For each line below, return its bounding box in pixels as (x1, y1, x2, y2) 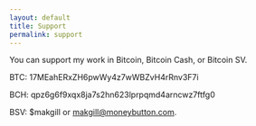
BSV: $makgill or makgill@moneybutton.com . (9, 107, 177, 118)
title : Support (9, 22, 67, 31)
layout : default (9, 13, 71, 22)
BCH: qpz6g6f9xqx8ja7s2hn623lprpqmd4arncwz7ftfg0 (9, 89, 215, 100)
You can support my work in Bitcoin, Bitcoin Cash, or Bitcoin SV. (9, 55, 248, 66)
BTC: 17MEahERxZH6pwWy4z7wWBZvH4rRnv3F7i (9, 72, 199, 83)
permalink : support (9, 30, 83, 39)
